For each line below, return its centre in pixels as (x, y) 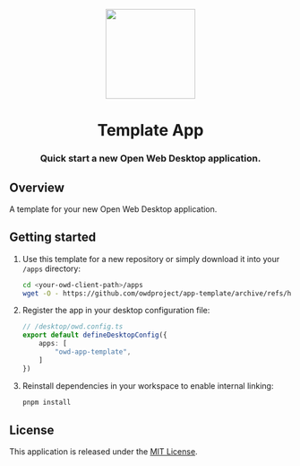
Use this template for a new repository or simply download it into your (151, 259)
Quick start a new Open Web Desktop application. (150, 159)
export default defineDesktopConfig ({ (94, 335)
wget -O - (41, 293)
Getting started (53, 237)
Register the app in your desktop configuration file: (116, 311)
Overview (37, 187)
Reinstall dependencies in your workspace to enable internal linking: (148, 385)
